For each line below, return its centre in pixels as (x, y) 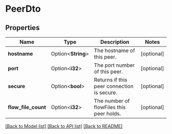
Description (115, 42)
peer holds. (107, 114)
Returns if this (111, 80)
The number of (112, 101)
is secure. (106, 92)
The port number (114, 65)
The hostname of (114, 50)
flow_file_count (27, 107)
